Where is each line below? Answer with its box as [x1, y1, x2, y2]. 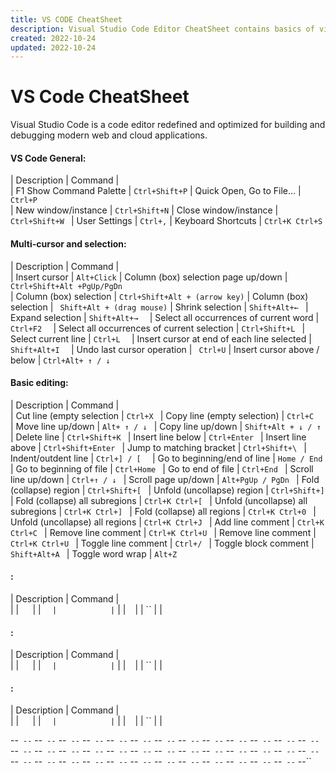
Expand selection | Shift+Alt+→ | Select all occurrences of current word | [10, 311, 320, 323]
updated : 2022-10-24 [10, 42, 97, 53]
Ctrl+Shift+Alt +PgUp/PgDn [10, 281, 123, 291]
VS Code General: [10, 152, 87, 164]
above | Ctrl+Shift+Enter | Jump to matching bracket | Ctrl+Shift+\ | [10, 441, 307, 453]
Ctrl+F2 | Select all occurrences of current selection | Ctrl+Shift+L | [10, 322, 306, 334]
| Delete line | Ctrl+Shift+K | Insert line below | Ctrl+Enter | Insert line [10, 431, 307, 443]
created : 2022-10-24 [10, 33, 97, 43]
